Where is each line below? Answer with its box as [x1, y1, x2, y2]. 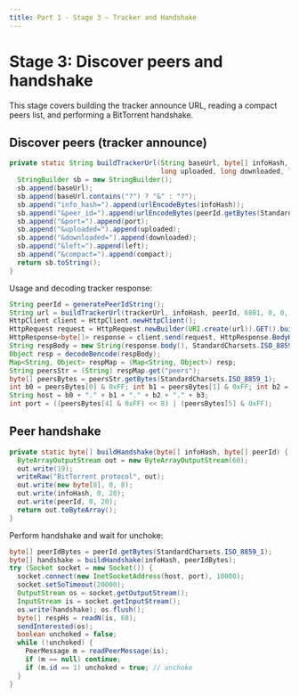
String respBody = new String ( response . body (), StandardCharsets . [9, 341, 261, 350]
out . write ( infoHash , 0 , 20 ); [17, 489, 125, 498]
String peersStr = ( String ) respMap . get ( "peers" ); [9, 366, 201, 375]
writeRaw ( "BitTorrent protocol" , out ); [17, 472, 166, 481]
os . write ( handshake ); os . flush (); [17, 605, 145, 614]
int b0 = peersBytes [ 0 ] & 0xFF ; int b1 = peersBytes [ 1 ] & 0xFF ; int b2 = [9, 382, 289, 392]
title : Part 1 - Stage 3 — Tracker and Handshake [9, 12, 198, 22]
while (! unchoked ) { [17, 638, 93, 647]
